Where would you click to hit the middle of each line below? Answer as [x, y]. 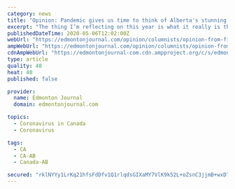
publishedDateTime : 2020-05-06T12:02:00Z [69, 33]
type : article [28, 59]
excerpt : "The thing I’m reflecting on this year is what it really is [114, 27]
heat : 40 [20, 72]
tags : [15, 143]
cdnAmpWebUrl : [28, 53]
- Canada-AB [31, 162]
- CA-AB [25, 156]
